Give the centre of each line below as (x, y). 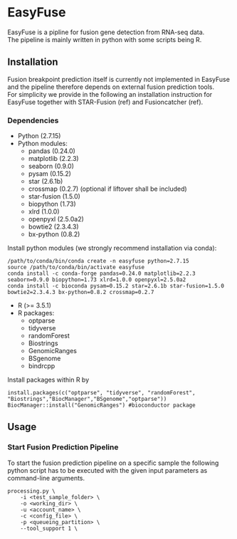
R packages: (36, 313)
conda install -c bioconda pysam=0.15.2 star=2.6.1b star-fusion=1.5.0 (116, 286)
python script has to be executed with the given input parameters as (107, 470)
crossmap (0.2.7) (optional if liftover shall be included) (107, 189)
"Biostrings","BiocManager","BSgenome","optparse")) (87, 399)
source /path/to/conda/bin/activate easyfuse (76, 268)
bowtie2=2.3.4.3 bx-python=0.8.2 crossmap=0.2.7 (81, 293)
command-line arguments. (46, 478)
